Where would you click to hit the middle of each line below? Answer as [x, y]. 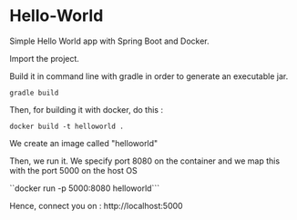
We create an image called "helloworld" [84, 143]
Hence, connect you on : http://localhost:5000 [97, 205]
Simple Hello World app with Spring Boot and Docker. [109, 41]
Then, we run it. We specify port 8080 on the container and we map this [145, 161]
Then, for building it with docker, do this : [87, 109]
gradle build [34, 93]
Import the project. [45, 58]
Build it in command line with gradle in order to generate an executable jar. [149, 76]
